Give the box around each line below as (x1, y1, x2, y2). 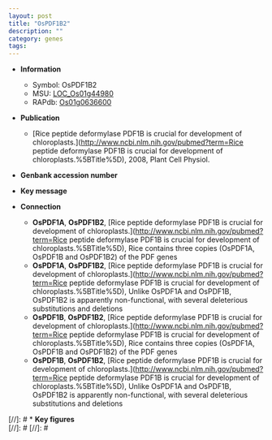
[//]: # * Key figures (8, 415, 75, 425)
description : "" (8, 27, 63, 35)
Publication (19, 113, 60, 123)
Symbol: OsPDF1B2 (32, 80, 97, 90)
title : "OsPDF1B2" (8, 19, 71, 28)
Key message (19, 186, 67, 196)
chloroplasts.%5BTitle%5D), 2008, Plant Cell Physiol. (32, 155, 210, 165)
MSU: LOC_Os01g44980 (32, 88, 114, 98)
